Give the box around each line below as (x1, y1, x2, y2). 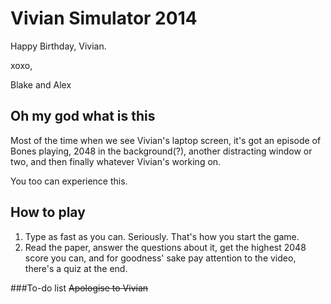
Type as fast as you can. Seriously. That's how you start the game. (24, 230, 300, 242)
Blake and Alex (10, 78, 72, 91)
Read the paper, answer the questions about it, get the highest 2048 (24, 241, 307, 253)
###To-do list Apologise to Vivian (10, 282, 149, 294)
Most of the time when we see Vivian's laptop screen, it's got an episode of (10, 134, 322, 146)
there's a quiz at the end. (24, 262, 128, 274)
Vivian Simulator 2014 (10, 7, 198, 30)
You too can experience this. (10, 175, 128, 187)
